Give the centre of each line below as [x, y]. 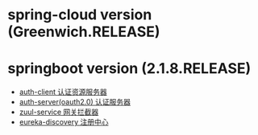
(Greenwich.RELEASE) [84, 32]
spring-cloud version [80, 15]
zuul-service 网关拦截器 [59, 112]
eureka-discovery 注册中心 [64, 122]
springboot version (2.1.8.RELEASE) [129, 69]
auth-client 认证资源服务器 [63, 92]
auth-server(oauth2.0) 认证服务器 [75, 102]
